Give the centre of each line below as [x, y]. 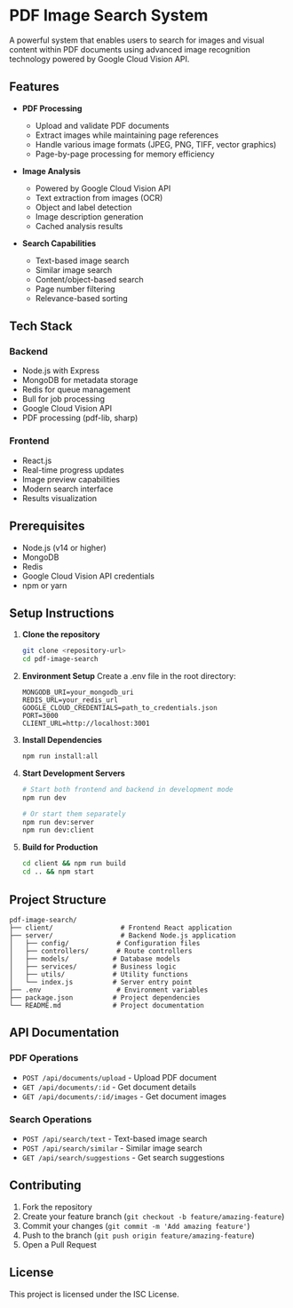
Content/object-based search [89, 279]
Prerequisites [47, 526]
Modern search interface [67, 489]
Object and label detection [83, 207]
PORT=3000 [40, 716]
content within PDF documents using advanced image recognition [130, 49]
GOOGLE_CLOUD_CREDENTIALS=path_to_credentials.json [119, 708]
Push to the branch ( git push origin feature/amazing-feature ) [138, 1235]
